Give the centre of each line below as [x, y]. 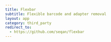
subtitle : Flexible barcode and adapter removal [56, 14]
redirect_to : [18, 28]
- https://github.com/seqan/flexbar [47, 32]
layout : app [17, 18]
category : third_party [28, 23]
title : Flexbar [21, 9]
